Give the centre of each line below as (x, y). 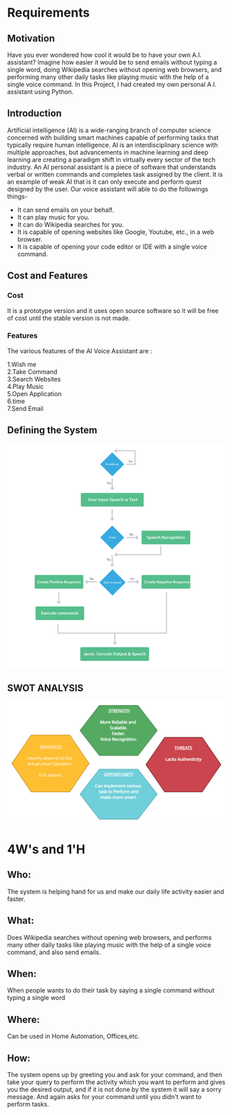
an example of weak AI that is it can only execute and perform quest (105, 181)
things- (17, 196)
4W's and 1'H (46, 849)
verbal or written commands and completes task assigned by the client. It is (115, 174)
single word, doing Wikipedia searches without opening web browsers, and (115, 70)
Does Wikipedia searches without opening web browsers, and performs (110, 937)
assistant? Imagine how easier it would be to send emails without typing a (112, 62)
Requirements (48, 13)
